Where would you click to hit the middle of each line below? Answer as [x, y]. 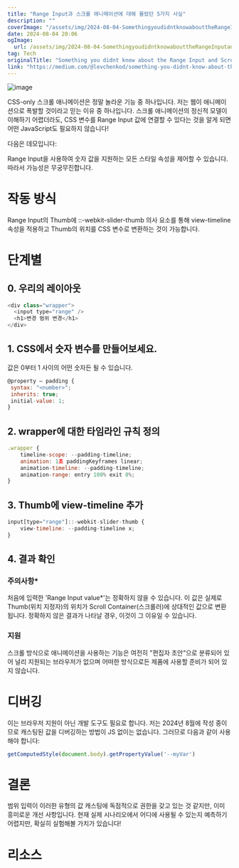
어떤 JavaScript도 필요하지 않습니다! [58, 128]
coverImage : [25, 27]
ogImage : [20, 41]
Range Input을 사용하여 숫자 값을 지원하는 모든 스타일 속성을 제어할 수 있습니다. [118, 159]
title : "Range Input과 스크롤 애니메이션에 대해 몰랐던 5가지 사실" [97, 14]
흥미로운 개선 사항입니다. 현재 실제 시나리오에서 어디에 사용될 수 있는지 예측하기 [117, 815]
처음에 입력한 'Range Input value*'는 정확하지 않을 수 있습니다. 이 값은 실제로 [115, 598]
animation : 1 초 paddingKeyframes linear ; [82, 461]
